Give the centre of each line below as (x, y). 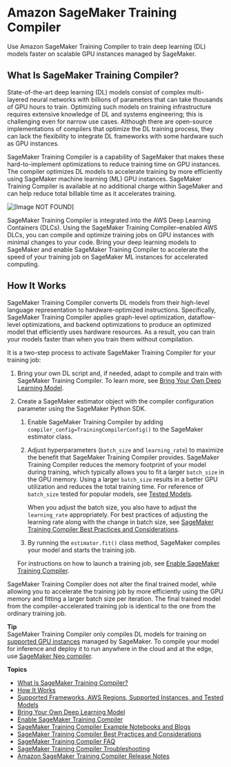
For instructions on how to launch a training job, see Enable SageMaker (118, 563)
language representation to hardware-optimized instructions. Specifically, (112, 310)
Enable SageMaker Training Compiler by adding (95, 421)
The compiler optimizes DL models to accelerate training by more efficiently (115, 171)
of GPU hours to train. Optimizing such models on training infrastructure (109, 107)
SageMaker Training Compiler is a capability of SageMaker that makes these (116, 157)
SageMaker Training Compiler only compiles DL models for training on (107, 634)
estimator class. (50, 437)
